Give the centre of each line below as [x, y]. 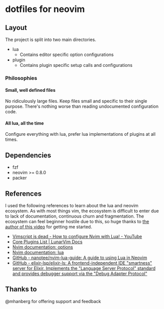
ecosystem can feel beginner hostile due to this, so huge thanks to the [77, 221]
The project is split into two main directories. [51, 39]
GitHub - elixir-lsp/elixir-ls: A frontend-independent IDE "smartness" [82, 263]
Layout [16, 28]
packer [20, 178]
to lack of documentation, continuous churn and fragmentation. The [75, 216]
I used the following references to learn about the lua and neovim [72, 205]
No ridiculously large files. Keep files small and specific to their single [76, 101]
